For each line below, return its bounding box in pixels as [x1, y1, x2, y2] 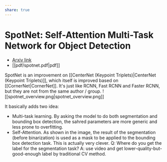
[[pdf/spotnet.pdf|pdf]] [12, 62, 60, 68]
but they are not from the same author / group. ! [5, 88, 104, 94]
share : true [5, 7, 30, 13]
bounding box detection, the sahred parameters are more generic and [12, 118, 157, 125]
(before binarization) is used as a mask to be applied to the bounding [12, 135, 156, 141]
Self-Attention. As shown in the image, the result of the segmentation [12, 129, 156, 135]
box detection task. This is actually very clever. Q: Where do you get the [12, 140, 162, 146]
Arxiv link [12, 57, 32, 63]
